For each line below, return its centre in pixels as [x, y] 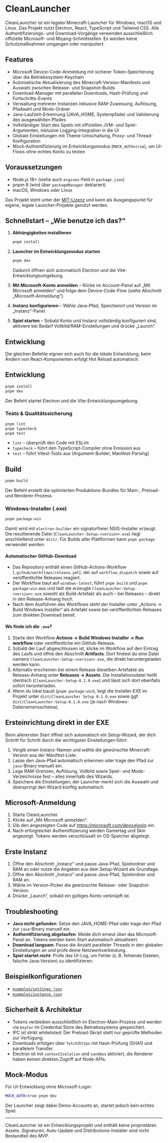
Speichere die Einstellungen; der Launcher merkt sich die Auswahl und [85, 781]
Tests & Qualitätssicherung [39, 414]
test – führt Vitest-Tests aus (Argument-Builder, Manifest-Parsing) [81, 453]
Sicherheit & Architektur [44, 1010]
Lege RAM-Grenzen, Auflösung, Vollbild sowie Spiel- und [71, 771]
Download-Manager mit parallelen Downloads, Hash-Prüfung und [80, 93]
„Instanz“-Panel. [29, 311]
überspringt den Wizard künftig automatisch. [58, 787]
